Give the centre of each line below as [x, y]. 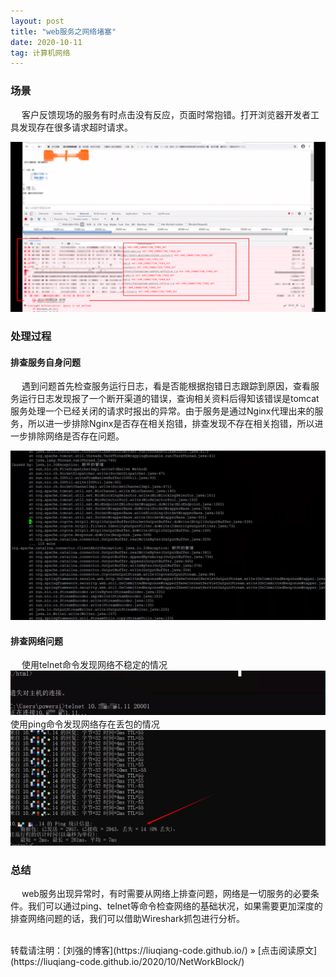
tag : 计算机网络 [40, 53]
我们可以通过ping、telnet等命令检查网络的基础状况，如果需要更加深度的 [175, 906]
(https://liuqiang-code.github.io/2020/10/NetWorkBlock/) [127, 961]
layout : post [37, 21]
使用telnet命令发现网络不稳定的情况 [94, 665]
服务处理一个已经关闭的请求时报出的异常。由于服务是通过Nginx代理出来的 [162, 411]
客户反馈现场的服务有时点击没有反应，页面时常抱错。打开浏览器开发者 [166, 114]
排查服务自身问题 [45, 362]
